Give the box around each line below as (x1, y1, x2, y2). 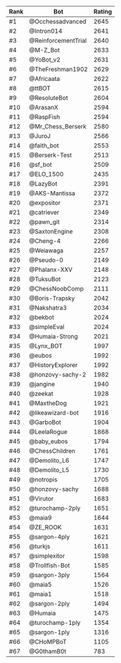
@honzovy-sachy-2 (29, 371, 87, 378)
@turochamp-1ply (29, 619, 81, 627)
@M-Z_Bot (29, 46, 60, 54)
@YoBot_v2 (29, 56, 61, 63)
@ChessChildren (29, 447, 76, 455)
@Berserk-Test (29, 151, 72, 159)
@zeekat (29, 390, 54, 398)
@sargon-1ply (29, 628, 70, 636)
